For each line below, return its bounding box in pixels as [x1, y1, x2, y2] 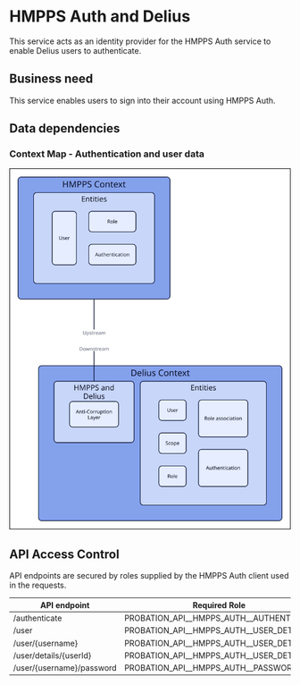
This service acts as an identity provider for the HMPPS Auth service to [9, 36, 271, 47]
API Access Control [9, 546, 120, 562]
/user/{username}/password [12, 663, 118, 673]
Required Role [192, 599, 246, 610]
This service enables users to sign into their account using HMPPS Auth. [9, 95, 276, 106]
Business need [9, 72, 94, 87]
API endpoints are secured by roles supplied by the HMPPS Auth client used [9, 571, 289, 581]
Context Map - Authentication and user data [9, 148, 205, 160]
